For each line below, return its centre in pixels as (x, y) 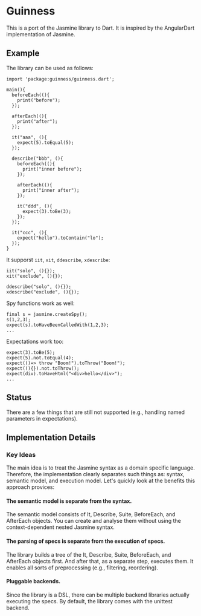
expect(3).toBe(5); (31, 352)
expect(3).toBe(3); (46, 211)
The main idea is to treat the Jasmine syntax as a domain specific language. (101, 468)
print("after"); (38, 121)
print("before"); (39, 100)
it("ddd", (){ (35, 206)
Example (23, 54)
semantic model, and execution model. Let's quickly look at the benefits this (101, 481)
